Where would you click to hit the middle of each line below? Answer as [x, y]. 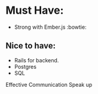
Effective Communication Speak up [49, 84]
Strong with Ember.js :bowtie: [50, 27]
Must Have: [35, 10]
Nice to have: [31, 46]
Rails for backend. [36, 60]
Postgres [25, 66]
